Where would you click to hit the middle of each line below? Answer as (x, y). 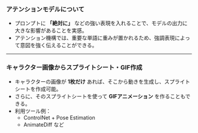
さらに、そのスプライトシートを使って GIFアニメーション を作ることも (100, 96)
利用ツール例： (33, 111)
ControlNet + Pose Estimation (59, 117)
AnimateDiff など (44, 124)
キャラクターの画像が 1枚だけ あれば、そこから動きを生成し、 (90, 81)
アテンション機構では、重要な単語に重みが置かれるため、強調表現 (95, 38)
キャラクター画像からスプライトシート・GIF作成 (74, 68)
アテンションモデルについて (45, 9)
